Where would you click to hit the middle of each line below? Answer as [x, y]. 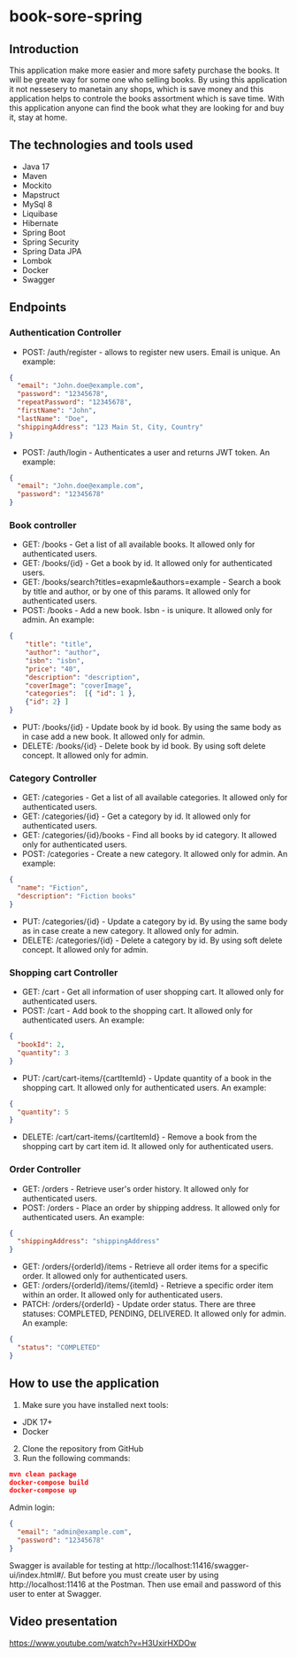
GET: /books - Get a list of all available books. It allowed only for [138, 545]
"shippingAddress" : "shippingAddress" [89, 1241]
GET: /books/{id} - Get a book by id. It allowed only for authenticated [147, 564]
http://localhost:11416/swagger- [192, 1565]
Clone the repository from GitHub [83, 1448]
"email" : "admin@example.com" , [75, 1532]
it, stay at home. [38, 117]
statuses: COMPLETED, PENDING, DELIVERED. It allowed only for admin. [154, 1314]
